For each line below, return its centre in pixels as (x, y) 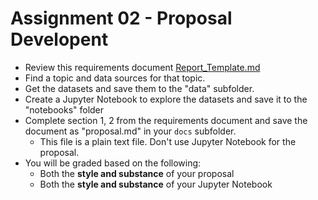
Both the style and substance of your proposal (137, 173)
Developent (59, 39)
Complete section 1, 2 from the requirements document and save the (166, 120)
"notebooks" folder (64, 109)
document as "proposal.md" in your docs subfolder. (130, 131)
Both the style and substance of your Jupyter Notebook (156, 184)
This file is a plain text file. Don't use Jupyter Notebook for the (168, 141)
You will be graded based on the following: (113, 163)
